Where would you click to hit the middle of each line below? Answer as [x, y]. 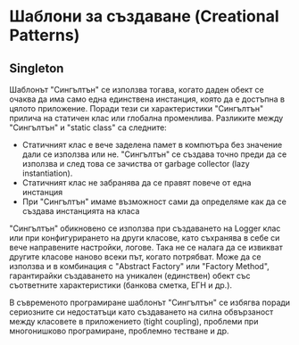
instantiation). [47, 173]
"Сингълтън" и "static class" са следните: [88, 127]
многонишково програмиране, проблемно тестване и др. [119, 331]
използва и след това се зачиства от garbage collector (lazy [136, 164]
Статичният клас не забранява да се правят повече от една [137, 183]
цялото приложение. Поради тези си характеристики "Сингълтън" [137, 108]
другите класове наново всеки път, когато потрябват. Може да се [135, 257]
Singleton [37, 68]
